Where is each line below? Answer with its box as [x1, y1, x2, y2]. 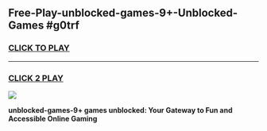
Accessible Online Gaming [8, 114, 98, 123]
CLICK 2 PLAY [8, 72, 64, 83]
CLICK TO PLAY [8, 43, 70, 54]
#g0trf [46, 19, 79, 33]
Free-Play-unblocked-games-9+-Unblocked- [8, 6, 238, 20]
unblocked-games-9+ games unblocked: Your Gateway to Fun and [8, 105, 233, 114]
